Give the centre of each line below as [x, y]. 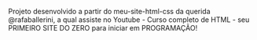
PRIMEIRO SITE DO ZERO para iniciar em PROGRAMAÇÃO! [103, 28]
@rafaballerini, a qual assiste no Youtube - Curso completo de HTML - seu [129, 20]
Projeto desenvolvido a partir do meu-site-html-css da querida [109, 11]
